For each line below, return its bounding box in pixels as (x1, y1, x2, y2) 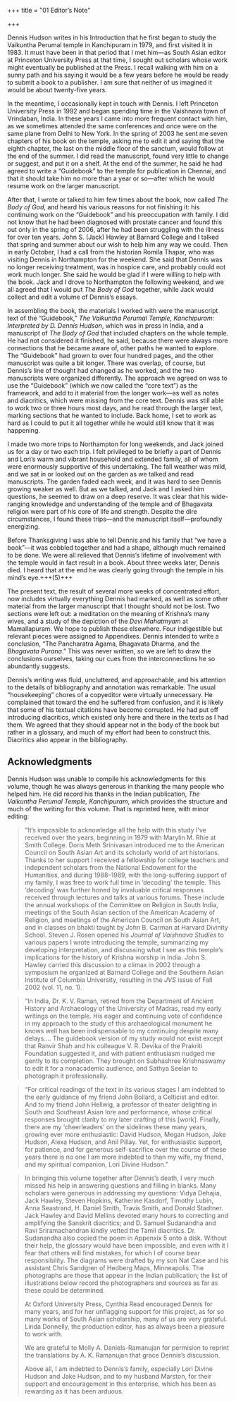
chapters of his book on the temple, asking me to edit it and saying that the (7, 137, 225, 145)
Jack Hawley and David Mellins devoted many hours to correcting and (24, 1211, 229, 1219)
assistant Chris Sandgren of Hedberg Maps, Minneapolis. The (24, 1263, 204, 1272)
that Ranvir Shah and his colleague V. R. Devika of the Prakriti (24, 1041, 203, 1050)
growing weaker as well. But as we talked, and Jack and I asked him (7, 485, 204, 493)
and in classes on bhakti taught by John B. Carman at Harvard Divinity (24, 923, 229, 931)
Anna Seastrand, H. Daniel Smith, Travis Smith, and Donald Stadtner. (24, 1203, 223, 1212)
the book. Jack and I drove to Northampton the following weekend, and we (7, 278, 224, 286)
